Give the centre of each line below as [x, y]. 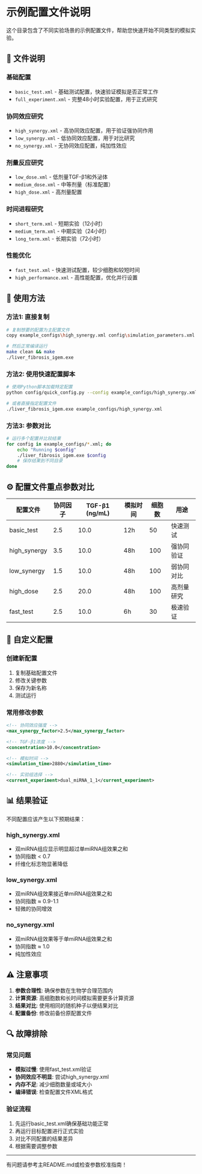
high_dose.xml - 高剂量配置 [48, 192]
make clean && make [31, 352]
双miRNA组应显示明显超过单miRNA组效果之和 [71, 849]
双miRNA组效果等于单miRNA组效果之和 [63, 939]
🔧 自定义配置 [29, 640]
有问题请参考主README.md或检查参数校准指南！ [67, 1164]
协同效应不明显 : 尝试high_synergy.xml [62, 1077]
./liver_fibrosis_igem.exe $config [62, 455]
